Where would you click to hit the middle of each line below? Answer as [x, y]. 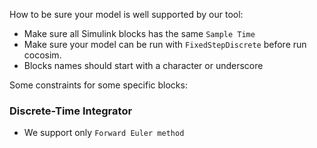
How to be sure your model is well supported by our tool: [126, 14]
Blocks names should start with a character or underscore [143, 65]
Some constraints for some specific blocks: [98, 85]
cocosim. [42, 55]
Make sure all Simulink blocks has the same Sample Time [139, 33]
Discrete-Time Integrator [71, 111]
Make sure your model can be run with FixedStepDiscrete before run [165, 44]
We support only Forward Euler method [104, 133]
